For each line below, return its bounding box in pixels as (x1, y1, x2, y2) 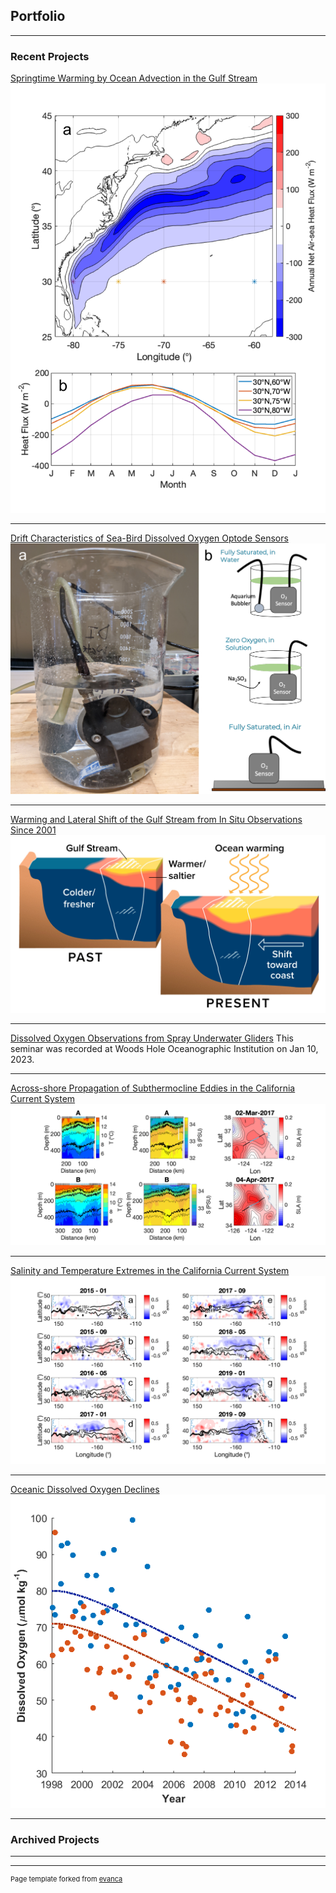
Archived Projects (10, 1832, 100, 1846)
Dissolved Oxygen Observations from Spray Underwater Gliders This (10, 1032, 294, 1044)
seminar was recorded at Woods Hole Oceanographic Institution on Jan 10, (10, 1042, 319, 1054)
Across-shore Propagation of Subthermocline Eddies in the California (10, 1082, 296, 1094)
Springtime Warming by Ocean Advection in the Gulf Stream (10, 72, 258, 84)
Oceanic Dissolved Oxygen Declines (10, 1483, 160, 1495)
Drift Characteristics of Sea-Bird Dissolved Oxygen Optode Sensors (10, 532, 289, 544)
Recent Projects (10, 49, 90, 63)
